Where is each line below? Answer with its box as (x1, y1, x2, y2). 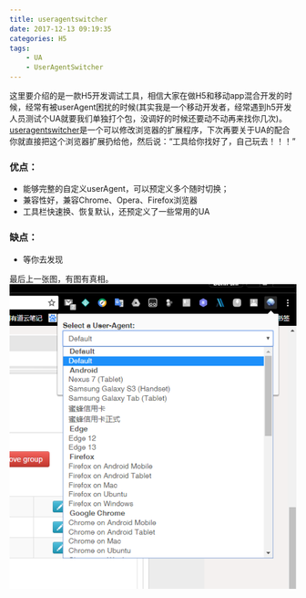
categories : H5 (9, 34, 67, 43)
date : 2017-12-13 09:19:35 (9, 24, 112, 34)
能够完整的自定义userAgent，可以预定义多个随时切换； (22, 184, 229, 194)
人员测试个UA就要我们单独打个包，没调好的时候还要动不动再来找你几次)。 (9, 113, 287, 123)
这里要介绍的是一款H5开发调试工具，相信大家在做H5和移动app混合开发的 (9, 90, 285, 100)
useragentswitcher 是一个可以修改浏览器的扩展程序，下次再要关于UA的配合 (9, 124, 291, 135)
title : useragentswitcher (9, 15, 107, 24)
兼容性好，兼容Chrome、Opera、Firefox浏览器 (22, 194, 199, 205)
